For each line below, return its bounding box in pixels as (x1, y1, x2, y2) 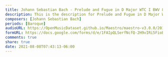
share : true (5, 40, 30, 45)
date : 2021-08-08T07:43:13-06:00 (5, 44, 75, 49)
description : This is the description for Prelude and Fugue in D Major (5, 12, 160, 17)
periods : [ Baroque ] (5, 21, 46, 26)
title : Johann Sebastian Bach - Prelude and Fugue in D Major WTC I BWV (5, 7, 160, 12)
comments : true (5, 35, 37, 40)
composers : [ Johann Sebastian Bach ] (5, 16, 81, 21)
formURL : (5, 30, 23, 35)
